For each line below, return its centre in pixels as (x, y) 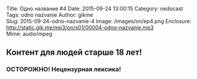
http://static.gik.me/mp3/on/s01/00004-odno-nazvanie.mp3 (80, 27)
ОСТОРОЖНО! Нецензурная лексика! (64, 69)
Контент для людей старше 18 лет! (74, 53)
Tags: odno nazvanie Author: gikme (50, 15)
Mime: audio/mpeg (29, 34)
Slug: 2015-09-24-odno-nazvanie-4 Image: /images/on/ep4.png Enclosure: (99, 21)
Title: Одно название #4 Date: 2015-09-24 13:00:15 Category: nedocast (95, 9)
